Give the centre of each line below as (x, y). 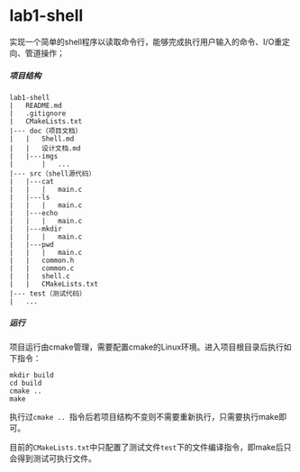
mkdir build (32, 375)
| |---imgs (34, 156)
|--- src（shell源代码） (53, 173)
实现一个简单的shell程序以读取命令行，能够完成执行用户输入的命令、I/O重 (146, 41)
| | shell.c (40, 276)
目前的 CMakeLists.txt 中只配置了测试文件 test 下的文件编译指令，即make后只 (150, 447)
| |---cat (32, 181)
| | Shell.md (42, 139)
